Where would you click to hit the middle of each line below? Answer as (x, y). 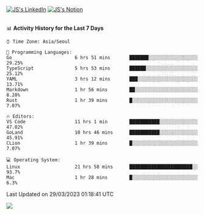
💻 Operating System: (34, 160)
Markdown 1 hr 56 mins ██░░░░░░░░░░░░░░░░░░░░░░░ (102, 90)
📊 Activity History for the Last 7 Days (55, 28)
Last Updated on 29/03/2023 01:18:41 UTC (60, 194)
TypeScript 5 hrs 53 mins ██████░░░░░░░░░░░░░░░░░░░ (102, 68)
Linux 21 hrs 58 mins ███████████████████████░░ (102, 167)
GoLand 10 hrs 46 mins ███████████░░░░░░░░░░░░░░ (102, 133)
